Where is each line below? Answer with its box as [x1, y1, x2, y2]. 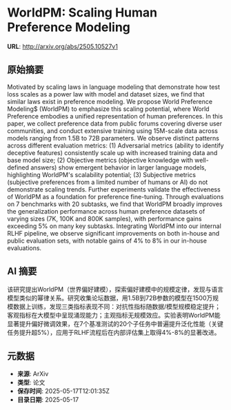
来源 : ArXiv [17, 370, 49, 378]
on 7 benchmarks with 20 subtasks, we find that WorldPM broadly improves [7, 200, 223, 208]
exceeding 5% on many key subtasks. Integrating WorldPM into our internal [7, 222, 222, 230]
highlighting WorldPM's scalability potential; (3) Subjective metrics [7, 170, 197, 178]
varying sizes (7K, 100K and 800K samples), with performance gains [7, 214, 202, 223]
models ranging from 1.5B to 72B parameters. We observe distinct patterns [7, 134, 219, 142]
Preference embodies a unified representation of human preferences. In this [7, 112, 223, 120]
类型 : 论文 [17, 378, 46, 387]
